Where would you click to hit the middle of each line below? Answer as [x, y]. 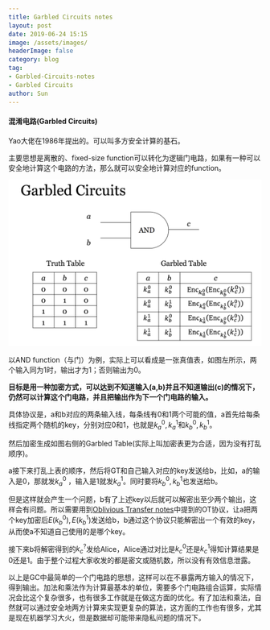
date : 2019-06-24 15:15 [48, 34]
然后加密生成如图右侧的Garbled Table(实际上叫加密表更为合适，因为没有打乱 [135, 443]
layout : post [30, 25]
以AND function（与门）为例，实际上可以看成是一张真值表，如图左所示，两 [133, 360]
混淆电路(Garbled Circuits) [53, 122]
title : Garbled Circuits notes [61, 17]
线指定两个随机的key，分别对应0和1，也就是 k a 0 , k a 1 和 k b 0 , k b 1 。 [112, 425]
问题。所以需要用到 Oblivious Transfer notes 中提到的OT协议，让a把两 [144, 510]
